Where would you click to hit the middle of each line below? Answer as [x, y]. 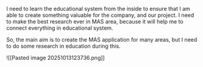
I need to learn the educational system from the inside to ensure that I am [98, 9]
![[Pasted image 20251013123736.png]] [55, 58]
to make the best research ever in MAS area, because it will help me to [95, 21]
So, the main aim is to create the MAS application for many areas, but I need [102, 40]
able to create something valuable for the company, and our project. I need [100, 15]
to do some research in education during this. [63, 46]
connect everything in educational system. [60, 28]
